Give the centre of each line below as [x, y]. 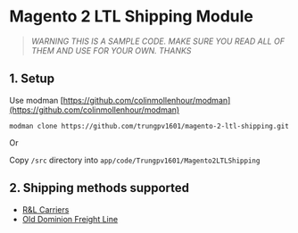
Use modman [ [37, 100]
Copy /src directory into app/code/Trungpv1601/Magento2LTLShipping [135, 160]
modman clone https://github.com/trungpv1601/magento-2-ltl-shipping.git [149, 126]
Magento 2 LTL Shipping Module [132, 17]
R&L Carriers [46, 209]
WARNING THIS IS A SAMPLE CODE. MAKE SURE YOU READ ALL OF [158, 41]
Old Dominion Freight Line [70, 219]
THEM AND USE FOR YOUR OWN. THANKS [111, 50]
